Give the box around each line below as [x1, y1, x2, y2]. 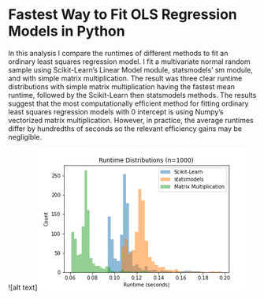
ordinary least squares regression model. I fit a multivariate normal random [8, 57, 251, 66]
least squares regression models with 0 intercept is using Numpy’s [8, 107, 224, 116]
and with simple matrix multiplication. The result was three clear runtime [8, 73, 243, 83]
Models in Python [8, 22, 125, 40]
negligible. [8, 132, 42, 141]
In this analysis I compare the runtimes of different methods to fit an [8, 48, 229, 58]
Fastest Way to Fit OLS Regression [8, 6, 238, 24]
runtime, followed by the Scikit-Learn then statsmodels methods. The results [8, 90, 257, 99]
